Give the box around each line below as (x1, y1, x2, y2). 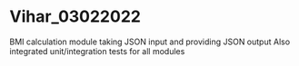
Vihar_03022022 (9, 6, 141, 27)
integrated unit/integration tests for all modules (9, 45, 185, 56)
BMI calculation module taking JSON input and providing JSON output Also (9, 36, 291, 47)
